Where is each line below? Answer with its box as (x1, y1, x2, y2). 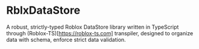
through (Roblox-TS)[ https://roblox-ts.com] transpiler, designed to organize (6, 29, 194, 36)
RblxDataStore (6, 4, 80, 17)
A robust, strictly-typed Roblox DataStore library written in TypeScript (6, 23, 179, 30)
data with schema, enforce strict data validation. (6, 36, 126, 43)
